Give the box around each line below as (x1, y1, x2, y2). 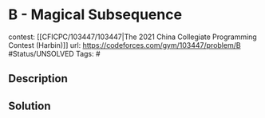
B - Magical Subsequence (8, 6, 182, 24)
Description (8, 72, 68, 85)
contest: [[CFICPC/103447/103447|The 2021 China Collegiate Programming (8, 32, 257, 41)
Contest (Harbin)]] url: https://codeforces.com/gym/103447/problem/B (8, 40, 241, 49)
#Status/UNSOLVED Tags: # (8, 49, 101, 58)
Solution (8, 99, 51, 112)
